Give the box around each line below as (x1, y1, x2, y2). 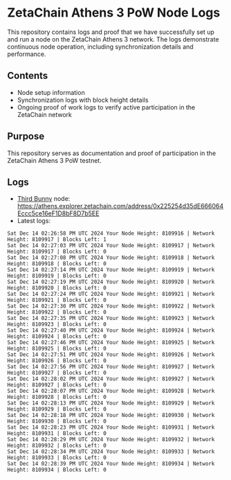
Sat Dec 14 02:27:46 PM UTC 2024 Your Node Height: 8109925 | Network (7, 339, 215, 346)
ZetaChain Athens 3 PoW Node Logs (7, 5, 221, 21)
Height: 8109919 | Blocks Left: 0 (7, 272, 107, 280)
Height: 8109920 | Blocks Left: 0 (7, 285, 107, 292)
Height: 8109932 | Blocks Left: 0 (7, 442, 107, 450)
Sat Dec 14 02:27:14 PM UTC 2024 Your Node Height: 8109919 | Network (7, 267, 215, 274)
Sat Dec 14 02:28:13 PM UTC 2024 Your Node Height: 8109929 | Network (7, 400, 215, 407)
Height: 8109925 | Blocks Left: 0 (7, 345, 107, 353)
